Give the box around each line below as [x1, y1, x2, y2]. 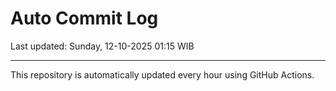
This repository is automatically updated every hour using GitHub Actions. [10, 68, 315, 81]
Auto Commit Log [10, 7, 159, 30]
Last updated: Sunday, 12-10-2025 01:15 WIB [10, 40, 195, 52]
